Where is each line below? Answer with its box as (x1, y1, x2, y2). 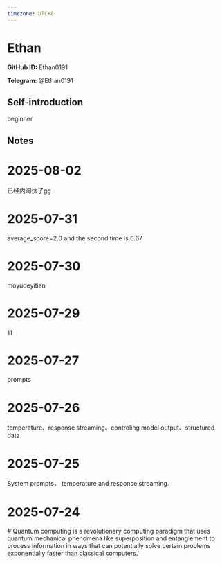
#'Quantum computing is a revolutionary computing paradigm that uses (7, 527, 211, 536)
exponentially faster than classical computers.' (7, 549, 140, 558)
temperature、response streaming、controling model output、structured (7, 423, 215, 432)
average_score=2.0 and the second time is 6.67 (7, 233, 143, 243)
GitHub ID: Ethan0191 (7, 63, 68, 71)
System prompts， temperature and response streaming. (7, 479, 169, 488)
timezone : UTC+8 (7, 10, 54, 17)
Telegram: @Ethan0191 (7, 76, 74, 85)
